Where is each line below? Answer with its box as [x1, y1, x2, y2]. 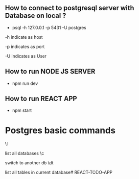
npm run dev [12, 80, 38, 86]
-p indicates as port [5, 44, 45, 50]
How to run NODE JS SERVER [5, 67, 95, 76]
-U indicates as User [5, 53, 46, 59]
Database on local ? [5, 12, 66, 20]
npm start [12, 107, 32, 113]
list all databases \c [5, 151, 44, 156]
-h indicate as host [5, 34, 43, 40]
